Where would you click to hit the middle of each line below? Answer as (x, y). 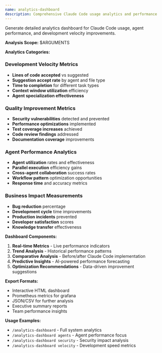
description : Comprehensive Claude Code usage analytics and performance (81, 14)
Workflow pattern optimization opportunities (57, 178)
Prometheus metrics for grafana (44, 295)
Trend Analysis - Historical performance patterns (62, 251)
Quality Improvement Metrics (40, 108)
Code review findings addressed (45, 134)
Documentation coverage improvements (53, 139)
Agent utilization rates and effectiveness (53, 163)
